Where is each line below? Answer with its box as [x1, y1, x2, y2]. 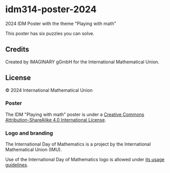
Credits [5, 45, 30, 54]
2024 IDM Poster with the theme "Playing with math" [5, 20, 116, 27]
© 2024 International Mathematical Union [5, 87, 93, 93]
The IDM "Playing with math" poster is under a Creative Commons [5, 111, 144, 117]
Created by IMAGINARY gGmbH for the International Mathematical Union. [5, 59, 160, 65]
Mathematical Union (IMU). [5, 146, 62, 153]
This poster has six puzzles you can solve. [5, 30, 94, 36]
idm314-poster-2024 [5, 4, 97, 15]
